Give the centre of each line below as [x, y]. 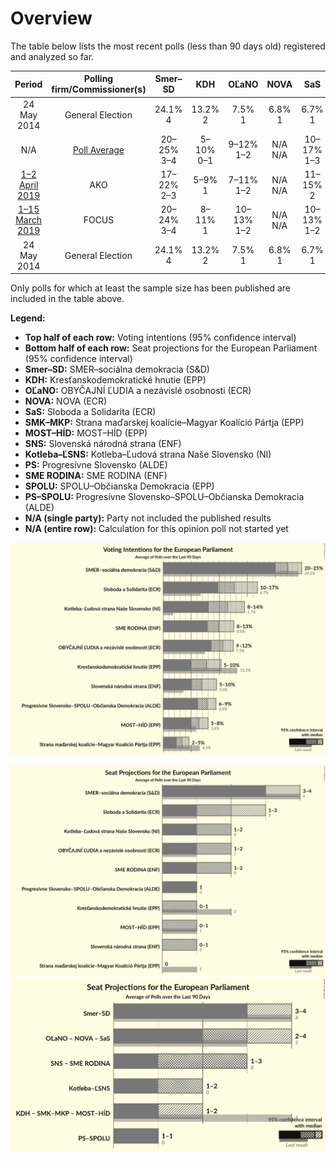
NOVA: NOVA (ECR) [66, 401]
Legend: [28, 318]
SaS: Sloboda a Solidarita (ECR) [90, 412]
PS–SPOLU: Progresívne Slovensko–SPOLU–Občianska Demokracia [164, 497]
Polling [98, 79]
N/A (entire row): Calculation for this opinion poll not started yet [156, 529]
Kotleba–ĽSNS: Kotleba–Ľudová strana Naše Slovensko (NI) [148, 454]
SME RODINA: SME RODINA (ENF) [96, 476]
